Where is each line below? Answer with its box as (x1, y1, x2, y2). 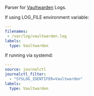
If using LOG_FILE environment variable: (5, 14, 89, 20)
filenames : (5, 29, 28, 34)
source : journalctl (5, 67, 46, 72)
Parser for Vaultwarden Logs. (5, 5, 67, 10)
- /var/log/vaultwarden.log (7, 33, 67, 39)
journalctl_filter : (5, 71, 46, 77)
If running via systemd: (5, 52, 53, 58)
